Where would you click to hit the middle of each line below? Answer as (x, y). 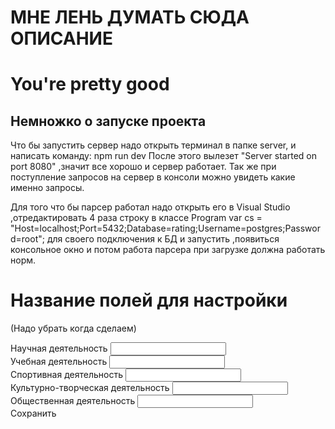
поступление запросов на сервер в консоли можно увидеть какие (153, 177)
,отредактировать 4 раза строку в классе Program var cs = (136, 218)
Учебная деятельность (59, 362)
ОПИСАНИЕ (61, 38)
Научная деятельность (59, 348)
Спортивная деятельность (66, 375)
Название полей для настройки (149, 300)
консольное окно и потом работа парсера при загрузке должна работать (168, 250)
